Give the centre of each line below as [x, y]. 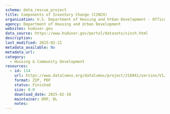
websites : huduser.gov [29, 29]
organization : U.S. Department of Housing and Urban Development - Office [86, 19]
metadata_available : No [30, 47]
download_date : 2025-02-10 [43, 94]
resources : [17, 66]
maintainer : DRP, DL [36, 99]
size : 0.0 [25, 90]
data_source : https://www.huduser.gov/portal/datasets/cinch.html [77, 33]
